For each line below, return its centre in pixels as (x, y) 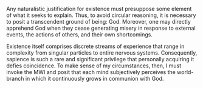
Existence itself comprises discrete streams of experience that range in (95, 46)
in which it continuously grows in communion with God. (95, 79)
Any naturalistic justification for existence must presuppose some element (99, 9)
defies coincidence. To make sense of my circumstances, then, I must (94, 66)
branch (15, 79)
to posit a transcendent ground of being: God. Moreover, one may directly (99, 22)
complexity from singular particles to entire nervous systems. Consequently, (102, 53)
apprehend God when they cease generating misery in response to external (101, 28)
